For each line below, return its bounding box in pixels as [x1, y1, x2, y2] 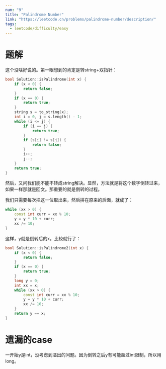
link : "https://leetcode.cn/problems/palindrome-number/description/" [5, 17, 156, 22]
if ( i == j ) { [23, 124, 53, 129]
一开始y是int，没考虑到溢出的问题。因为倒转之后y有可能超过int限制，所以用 [5, 351, 162, 357]
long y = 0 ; [14, 278, 39, 283]
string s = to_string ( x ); [14, 110, 69, 115]
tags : [5, 21, 17, 27]
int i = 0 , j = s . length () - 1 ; [14, 114, 82, 120]
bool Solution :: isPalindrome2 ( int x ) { [5, 245, 89, 250]
